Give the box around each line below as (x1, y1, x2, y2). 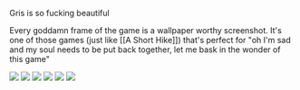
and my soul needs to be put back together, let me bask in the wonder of (9, 44, 281, 55)
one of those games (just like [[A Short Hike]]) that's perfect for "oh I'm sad (9, 35, 292, 45)
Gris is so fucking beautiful (9, 8, 111, 18)
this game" (9, 54, 50, 64)
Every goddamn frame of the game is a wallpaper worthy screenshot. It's (9, 25, 283, 35)
